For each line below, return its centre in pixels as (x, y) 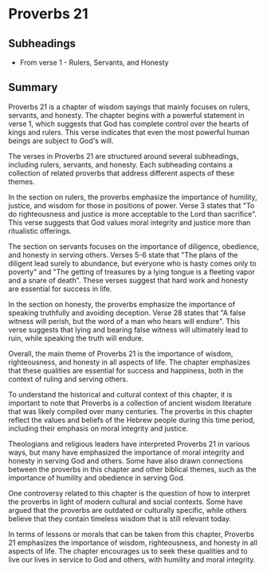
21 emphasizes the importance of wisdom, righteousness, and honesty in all (133, 542)
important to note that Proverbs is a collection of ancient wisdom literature (130, 403)
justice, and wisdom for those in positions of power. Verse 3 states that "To (132, 205)
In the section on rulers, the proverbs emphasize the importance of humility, (133, 197)
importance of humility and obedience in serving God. (97, 477)
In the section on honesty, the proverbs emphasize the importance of (122, 304)
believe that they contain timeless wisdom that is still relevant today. (120, 519)
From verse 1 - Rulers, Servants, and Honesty (94, 62)
